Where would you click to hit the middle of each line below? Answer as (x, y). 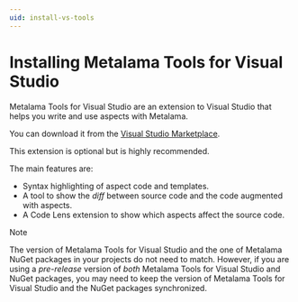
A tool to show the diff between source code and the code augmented (153, 196)
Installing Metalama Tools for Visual (146, 62)
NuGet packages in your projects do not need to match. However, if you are (149, 259)
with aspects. (47, 205)
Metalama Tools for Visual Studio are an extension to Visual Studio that (140, 106)
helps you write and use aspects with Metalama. (99, 116)
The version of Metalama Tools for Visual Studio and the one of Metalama (146, 250)
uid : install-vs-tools (52, 18)
